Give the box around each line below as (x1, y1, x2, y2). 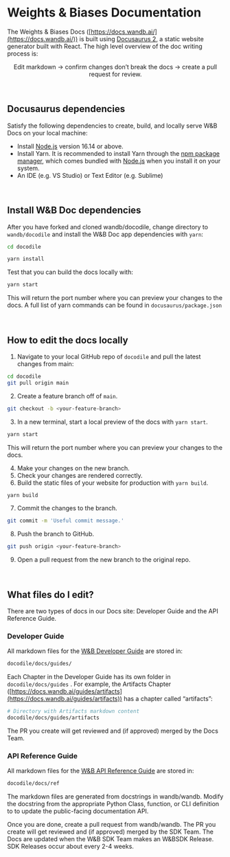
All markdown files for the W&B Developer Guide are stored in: (7, 647, 183, 655)
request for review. (89, 70, 142, 78)
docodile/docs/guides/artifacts (7, 714, 100, 721)
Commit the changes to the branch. (16, 504, 118, 512)
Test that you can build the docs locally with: (7, 268, 134, 276)
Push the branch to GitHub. (16, 530, 95, 538)
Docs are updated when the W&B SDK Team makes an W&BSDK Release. (7, 835, 214, 843)
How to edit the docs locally (7, 334, 128, 346)
